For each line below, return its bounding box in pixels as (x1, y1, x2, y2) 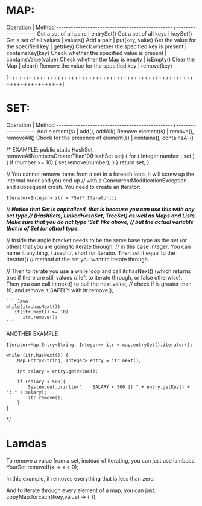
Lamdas (6, 437, 47, 450)
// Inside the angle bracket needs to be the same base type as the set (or (6, 236, 188, 243)
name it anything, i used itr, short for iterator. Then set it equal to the (6, 249, 175, 257)
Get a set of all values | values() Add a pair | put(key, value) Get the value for (6, 36, 197, 43)
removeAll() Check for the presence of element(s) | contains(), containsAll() (6, 134, 194, 141)
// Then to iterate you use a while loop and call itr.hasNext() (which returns (6, 267, 191, 275)
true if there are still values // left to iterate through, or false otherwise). (6, 274, 183, 281)
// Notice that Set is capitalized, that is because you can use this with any (6, 205, 195, 213)
